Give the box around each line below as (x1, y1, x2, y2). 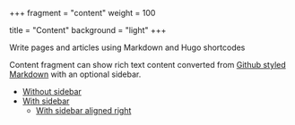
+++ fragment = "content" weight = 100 (9, 8, 156, 18)
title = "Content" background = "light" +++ (9, 25, 167, 35)
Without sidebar (22, 87, 82, 96)
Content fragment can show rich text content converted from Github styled (9, 60, 287, 70)
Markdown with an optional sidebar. (9, 69, 142, 79)
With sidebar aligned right (35, 105, 132, 115)
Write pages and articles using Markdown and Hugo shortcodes (9, 42, 246, 53)
